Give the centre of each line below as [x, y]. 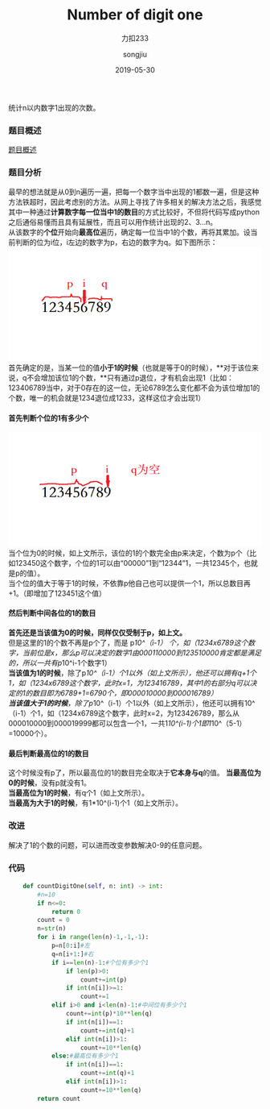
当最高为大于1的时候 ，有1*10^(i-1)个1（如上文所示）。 [96, 803]
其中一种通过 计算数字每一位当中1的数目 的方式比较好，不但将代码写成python [134, 212]
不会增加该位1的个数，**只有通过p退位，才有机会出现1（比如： [131, 378]
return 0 [66, 912]
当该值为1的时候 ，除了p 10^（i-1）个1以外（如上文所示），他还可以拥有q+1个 [133, 673]
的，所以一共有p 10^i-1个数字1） [60, 663]
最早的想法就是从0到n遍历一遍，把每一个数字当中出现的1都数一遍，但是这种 [134, 192]
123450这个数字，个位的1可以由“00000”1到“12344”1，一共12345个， [129, 563]
